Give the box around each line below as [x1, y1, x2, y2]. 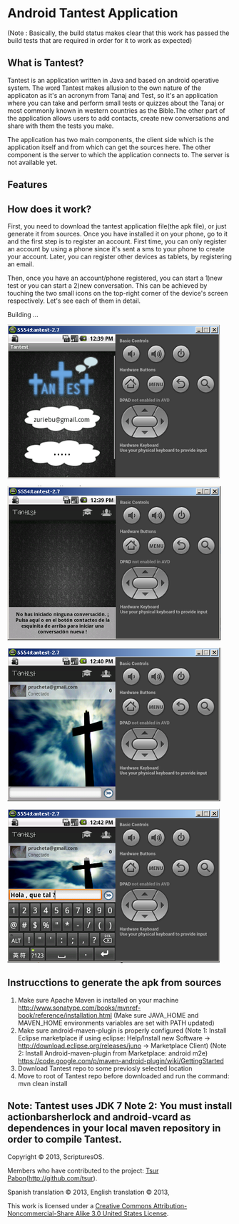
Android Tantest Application [7, 5, 178, 21]
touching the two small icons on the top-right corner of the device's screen [7, 289, 228, 297]
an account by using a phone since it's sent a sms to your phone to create [7, 244, 225, 253]
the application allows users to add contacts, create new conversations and [7, 114, 230, 122]
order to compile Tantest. [7, 1133, 123, 1145]
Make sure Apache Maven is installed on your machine [17, 995, 179, 1004]
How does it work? [7, 203, 92, 215]
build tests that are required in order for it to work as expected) [7, 36, 193, 44]
